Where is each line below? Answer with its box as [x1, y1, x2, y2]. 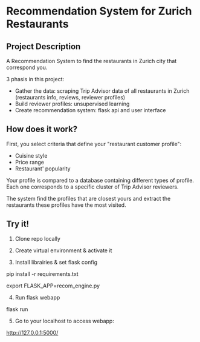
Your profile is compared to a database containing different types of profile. [6, 176, 195, 184]
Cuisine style [15, 152, 48, 159]
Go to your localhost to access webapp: [15, 317, 115, 324]
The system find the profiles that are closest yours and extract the [6, 195, 171, 202]
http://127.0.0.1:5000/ [6, 329, 59, 336]
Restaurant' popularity [15, 165, 71, 172]
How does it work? [6, 124, 78, 135]
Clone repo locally [15, 235, 60, 242]
